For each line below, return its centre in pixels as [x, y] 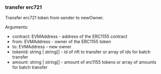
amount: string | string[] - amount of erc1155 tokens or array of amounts [84, 62]
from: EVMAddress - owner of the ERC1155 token [61, 42]
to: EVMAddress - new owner [42, 47]
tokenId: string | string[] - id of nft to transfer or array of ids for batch [81, 52]
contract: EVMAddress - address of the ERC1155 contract [70, 37]
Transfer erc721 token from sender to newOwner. [54, 18]
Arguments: [17, 27]
